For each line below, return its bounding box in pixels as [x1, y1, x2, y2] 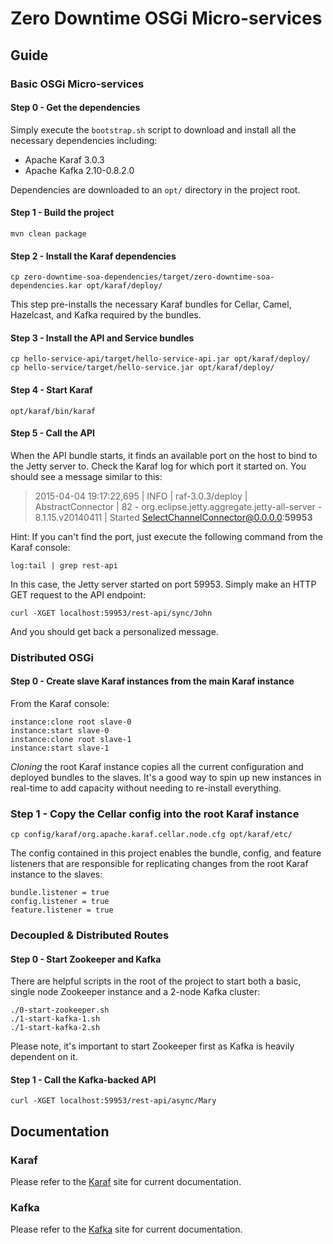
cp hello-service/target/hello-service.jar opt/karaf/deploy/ [10, 363, 275, 373]
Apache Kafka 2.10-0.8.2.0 [24, 164, 135, 176]
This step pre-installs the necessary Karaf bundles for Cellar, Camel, [10, 298, 292, 311]
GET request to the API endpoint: [10, 588, 147, 601]
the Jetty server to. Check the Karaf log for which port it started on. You [10, 460, 307, 472]
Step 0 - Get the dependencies [10, 102, 141, 114]
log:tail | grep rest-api [10, 560, 118, 571]
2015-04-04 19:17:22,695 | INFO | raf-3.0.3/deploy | [34, 490, 248, 502]
